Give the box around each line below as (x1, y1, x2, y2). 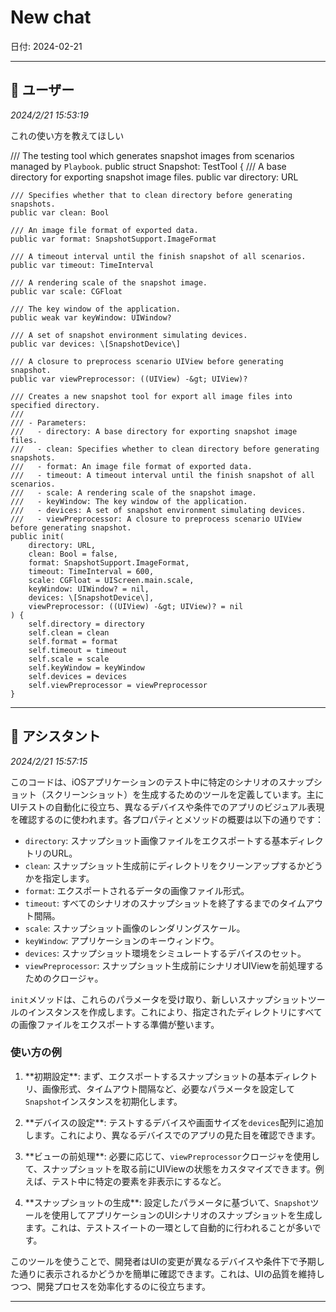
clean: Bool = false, (28, 549, 118, 559)
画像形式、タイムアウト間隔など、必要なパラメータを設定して (41, 1082, 296, 1095)
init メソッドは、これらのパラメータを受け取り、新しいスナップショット (10, 993, 308, 1005)
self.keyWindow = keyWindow (28, 662, 145, 673)
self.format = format (28, 636, 118, 646)
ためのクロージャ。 (24, 972, 104, 984)
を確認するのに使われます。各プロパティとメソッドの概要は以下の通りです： (10, 813, 325, 825)
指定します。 (42, 872, 95, 884)
